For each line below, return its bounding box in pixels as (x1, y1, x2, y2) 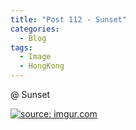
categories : (10, 24, 60, 34)
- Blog (19, 33, 47, 43)
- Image (19, 52, 52, 62)
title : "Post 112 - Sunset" (10, 14, 128, 25)
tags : (10, 42, 33, 53)
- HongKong (19, 61, 65, 71)
